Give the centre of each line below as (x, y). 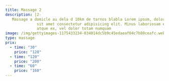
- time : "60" (23, 66)
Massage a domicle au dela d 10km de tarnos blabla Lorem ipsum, (82, 19)
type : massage (20, 38)
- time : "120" (24, 57)
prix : (11, 43)
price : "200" (28, 61)
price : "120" (28, 52)
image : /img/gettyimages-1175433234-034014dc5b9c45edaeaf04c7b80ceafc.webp (86, 33)
